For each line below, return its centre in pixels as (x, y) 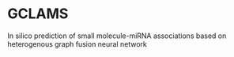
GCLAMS (38, 14)
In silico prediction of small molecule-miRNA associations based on (117, 36)
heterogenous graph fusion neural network (77, 44)
